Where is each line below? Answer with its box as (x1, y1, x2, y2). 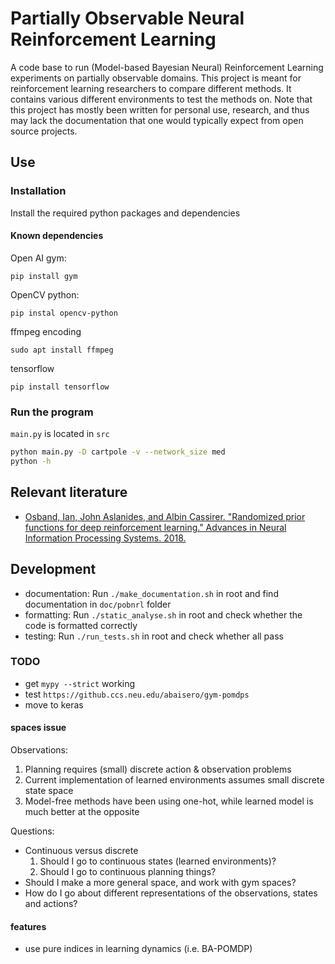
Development (10, 561, 97, 578)
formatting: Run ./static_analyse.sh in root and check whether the (24, 608, 303, 621)
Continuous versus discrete (24, 845, 139, 856)
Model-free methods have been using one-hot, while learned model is (24, 795, 314, 807)
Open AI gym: (10, 252, 67, 264)
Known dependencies (10, 230, 104, 242)
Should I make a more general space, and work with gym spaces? (24, 877, 297, 888)
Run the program (10, 405, 94, 419)
